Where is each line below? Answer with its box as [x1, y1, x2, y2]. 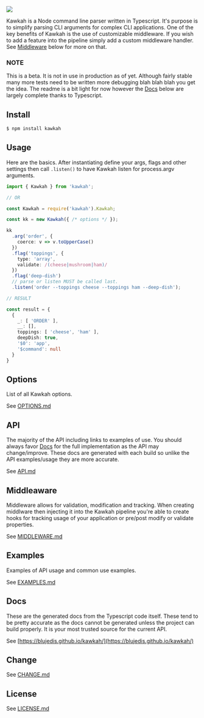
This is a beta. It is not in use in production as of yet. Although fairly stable [6, 72, 193, 79]
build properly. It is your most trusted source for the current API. [6, 625, 167, 633]
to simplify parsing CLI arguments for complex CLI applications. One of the [6, 24, 194, 31]
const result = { [6, 306, 51, 313]
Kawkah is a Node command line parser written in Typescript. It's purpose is [6, 17, 198, 24]
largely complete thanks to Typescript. [6, 92, 103, 99]
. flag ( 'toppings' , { [12, 250, 64, 256]
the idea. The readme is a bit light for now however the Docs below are [6, 85, 184, 93]
